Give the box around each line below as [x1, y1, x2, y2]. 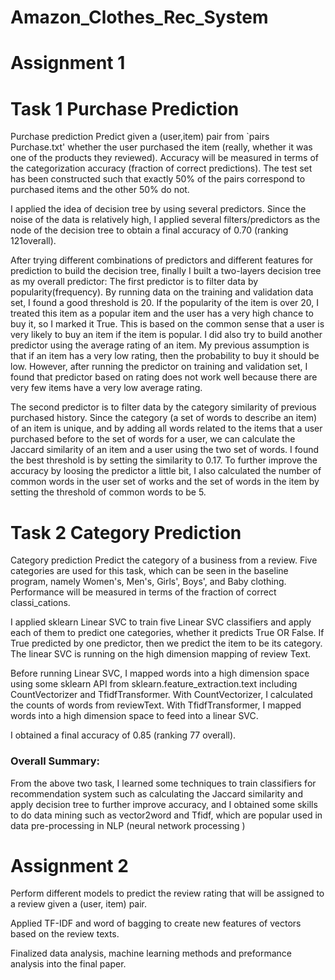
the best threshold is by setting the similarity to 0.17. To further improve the [10, 454, 318, 466]
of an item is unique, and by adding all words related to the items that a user [10, 422, 323, 435]
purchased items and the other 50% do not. [10, 184, 190, 196]
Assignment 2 [10, 854, 129, 877]
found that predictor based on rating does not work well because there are [10, 371, 318, 383]
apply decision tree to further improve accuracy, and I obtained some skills [10, 798, 318, 810]
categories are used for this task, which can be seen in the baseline [10, 565, 289, 577]
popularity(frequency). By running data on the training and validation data [10, 286, 314, 298]
